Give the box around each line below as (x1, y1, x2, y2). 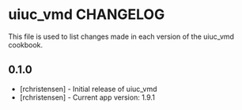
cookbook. (8, 40, 43, 49)
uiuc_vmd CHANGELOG (8, 6, 165, 24)
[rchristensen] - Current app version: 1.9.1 (19, 93, 156, 102)
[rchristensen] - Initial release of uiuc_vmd (19, 84, 157, 93)
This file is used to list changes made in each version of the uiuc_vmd (8, 32, 235, 41)
